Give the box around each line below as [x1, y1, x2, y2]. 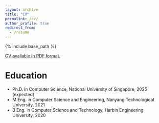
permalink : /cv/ [5, 16, 38, 21]
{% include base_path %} [5, 44, 57, 49]
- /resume [9, 30, 29, 35]
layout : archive [5, 7, 38, 12]
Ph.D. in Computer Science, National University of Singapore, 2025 [12, 86, 148, 92]
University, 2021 [12, 101, 45, 108]
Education [5, 70, 47, 81]
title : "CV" [5, 12, 29, 17]
